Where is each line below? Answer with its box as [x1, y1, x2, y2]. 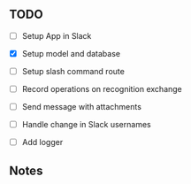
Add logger [21, 137, 64, 148]
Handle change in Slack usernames [21, 119, 152, 130]
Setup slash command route [21, 65, 126, 76]
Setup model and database [21, 48, 121, 58]
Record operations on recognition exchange [21, 84, 183, 94]
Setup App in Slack [21, 30, 92, 41]
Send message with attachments [21, 102, 141, 112]
